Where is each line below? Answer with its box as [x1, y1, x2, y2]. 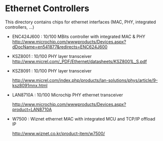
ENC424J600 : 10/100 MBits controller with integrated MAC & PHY [12, 34, 145, 39]
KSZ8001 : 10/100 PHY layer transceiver [12, 53, 92, 59]
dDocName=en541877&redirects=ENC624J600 [12, 44, 108, 50]
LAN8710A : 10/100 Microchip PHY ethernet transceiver [12, 92, 123, 98]
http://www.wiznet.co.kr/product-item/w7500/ [12, 130, 106, 136]
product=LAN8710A [12, 106, 52, 112]
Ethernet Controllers [5, 3, 90, 14]
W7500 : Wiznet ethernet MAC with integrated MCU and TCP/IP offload [12, 116, 156, 122]
